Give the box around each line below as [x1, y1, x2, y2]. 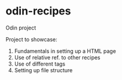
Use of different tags [14, 60, 66, 67]
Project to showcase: [5, 35, 57, 43]
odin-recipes [5, 4, 71, 18]
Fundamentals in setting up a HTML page [14, 47, 116, 55]
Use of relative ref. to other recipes [14, 54, 101, 61]
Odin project [5, 24, 36, 31]
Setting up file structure [14, 66, 73, 73]
